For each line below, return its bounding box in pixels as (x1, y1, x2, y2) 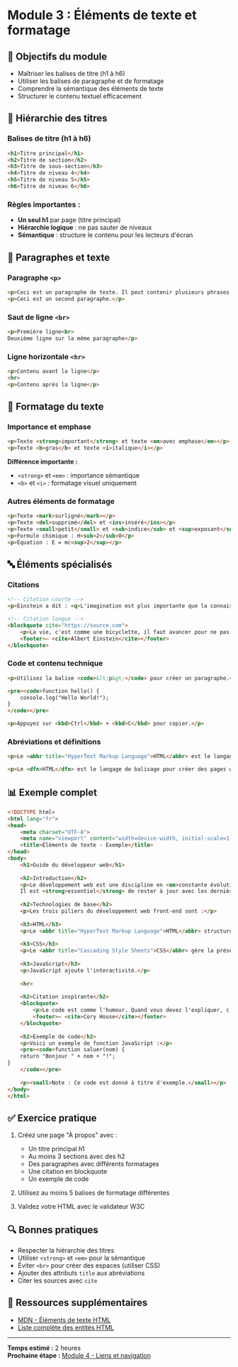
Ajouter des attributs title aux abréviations (17, 1269, 145, 1278)
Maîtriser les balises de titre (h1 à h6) (17, 70, 125, 77)
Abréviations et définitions (7, 737, 101, 747)
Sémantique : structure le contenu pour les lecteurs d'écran (17, 231, 193, 239)
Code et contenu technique (7, 659, 103, 669)
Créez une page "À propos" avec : (17, 1131, 118, 1139)
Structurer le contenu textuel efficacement (17, 92, 142, 100)
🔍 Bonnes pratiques (7, 1224, 99, 1236)
